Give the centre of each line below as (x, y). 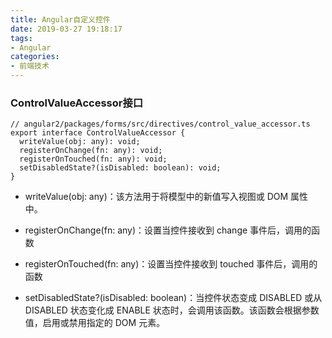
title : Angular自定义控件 (60, 19)
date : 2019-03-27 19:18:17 (66, 29)
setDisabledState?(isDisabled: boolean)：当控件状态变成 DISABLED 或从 (173, 298)
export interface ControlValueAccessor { (98, 133)
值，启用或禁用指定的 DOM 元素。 (95, 323)
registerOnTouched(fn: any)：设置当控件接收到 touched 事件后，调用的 (171, 264)
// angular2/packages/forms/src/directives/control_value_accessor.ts (160, 124)
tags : (21, 38)
